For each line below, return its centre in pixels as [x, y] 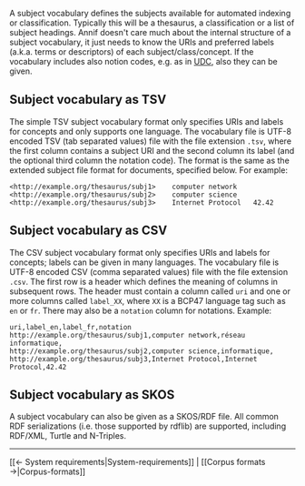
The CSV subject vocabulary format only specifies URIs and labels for [140, 252]
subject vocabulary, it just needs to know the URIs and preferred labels [142, 42]
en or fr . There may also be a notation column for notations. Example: [141, 310]
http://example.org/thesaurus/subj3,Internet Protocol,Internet [133, 359]
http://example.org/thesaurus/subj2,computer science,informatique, [142, 351]
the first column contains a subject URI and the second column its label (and [152, 150]
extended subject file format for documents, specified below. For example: [149, 170]
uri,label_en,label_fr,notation [70, 327]
